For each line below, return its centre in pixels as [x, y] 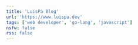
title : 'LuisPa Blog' [33, 11]
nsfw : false [21, 28]
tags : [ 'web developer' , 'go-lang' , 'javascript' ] [69, 22]
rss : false [19, 33]
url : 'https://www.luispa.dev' [44, 17]
